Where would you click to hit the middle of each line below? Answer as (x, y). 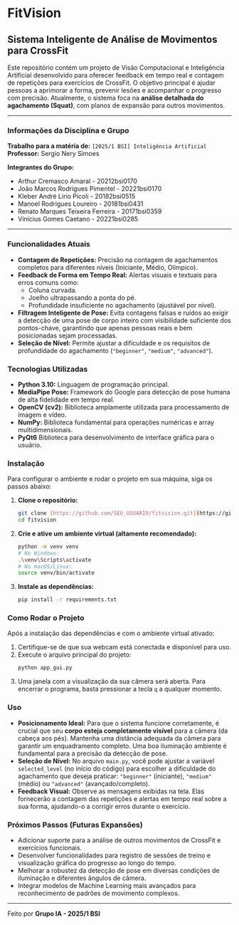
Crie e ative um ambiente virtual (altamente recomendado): (107, 533)
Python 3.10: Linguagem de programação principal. (93, 384)
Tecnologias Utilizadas (48, 369)
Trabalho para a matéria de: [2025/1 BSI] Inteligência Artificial (107, 146)
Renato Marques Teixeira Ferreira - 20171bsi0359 (90, 211)
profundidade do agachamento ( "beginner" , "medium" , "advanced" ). (115, 350)
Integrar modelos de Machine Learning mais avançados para (107, 885)
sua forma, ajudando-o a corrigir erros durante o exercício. (104, 806)
